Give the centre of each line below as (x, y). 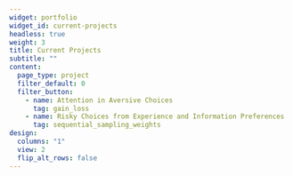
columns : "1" (41, 141)
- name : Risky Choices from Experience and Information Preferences (155, 116)
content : (25, 68)
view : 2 (32, 149)
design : (24, 133)
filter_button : (45, 92)
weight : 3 (28, 42)
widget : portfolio (43, 17)
